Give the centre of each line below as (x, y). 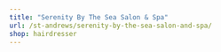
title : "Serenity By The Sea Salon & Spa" (89, 17)
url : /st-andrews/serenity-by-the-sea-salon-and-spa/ (111, 26)
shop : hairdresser (43, 33)
